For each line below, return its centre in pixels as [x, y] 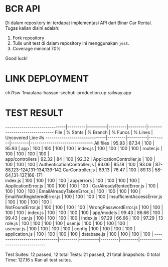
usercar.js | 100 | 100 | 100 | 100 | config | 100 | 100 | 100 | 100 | [70, 228]
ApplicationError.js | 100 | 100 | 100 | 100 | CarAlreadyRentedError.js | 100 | [82, 186]
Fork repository [28, 38]
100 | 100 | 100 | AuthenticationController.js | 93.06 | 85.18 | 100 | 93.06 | [80, 164]
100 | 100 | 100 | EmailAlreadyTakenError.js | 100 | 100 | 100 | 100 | [73, 191]
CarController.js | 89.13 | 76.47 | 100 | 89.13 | [108, 170]
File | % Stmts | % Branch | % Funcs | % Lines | [104, 132]
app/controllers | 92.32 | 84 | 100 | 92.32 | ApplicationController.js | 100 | [80, 159]
